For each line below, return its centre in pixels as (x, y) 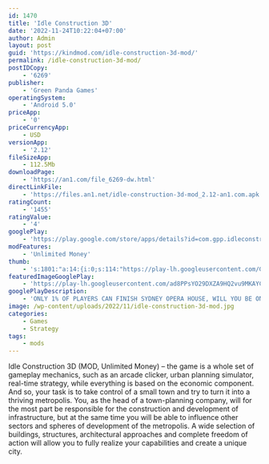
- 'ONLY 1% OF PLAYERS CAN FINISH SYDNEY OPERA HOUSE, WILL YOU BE (137, 299)
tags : (17, 336)
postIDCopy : (28, 68)
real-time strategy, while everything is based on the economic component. (131, 383)
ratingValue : (30, 217)
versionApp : (28, 142)
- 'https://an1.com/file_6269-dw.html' (89, 180)
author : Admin (32, 38)
